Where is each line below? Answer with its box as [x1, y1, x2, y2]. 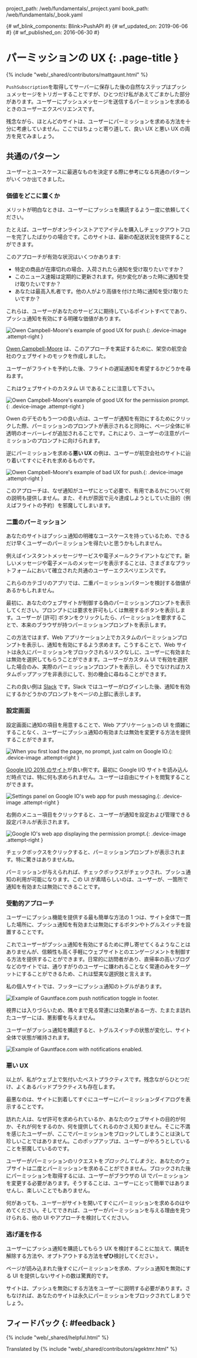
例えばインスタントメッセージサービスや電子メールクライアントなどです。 [6, 552, 185, 560]
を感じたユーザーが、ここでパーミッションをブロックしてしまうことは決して [6, 1130, 191, 1137]
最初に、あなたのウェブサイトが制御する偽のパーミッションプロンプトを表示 [6, 600, 191, 607]
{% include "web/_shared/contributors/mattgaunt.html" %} [6, 71, 148, 78]
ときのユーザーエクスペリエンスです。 [6, 105, 98, 112]
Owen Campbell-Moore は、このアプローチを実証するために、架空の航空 [6, 345, 182, 352]
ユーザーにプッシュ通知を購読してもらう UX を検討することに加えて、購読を [6, 1244, 191, 1252]
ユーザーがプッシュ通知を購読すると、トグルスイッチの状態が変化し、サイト [6, 1026, 191, 1033]
